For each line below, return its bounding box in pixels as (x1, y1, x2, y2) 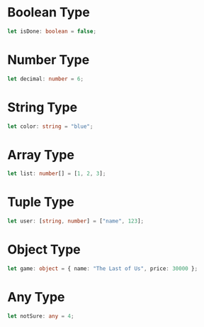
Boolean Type (7, 4, 90, 21)
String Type (7, 99, 78, 115)
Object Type (7, 242, 81, 258)
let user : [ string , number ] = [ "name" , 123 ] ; (7, 218, 144, 225)
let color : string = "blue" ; (7, 122, 93, 130)
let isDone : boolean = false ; (7, 28, 97, 35)
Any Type (7, 289, 65, 306)
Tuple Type (7, 194, 74, 210)
